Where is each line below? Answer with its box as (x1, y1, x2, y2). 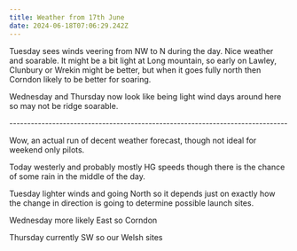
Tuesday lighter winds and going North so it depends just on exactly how (9, 188, 276, 199)
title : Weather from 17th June (9, 12, 125, 22)
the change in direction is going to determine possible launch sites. (9, 197, 254, 208)
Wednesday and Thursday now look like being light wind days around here (9, 90, 282, 102)
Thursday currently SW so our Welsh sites (9, 231, 163, 242)
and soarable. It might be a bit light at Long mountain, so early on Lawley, (9, 55, 277, 66)
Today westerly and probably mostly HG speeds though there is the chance (9, 161, 285, 172)
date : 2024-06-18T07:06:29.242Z (9, 21, 129, 30)
